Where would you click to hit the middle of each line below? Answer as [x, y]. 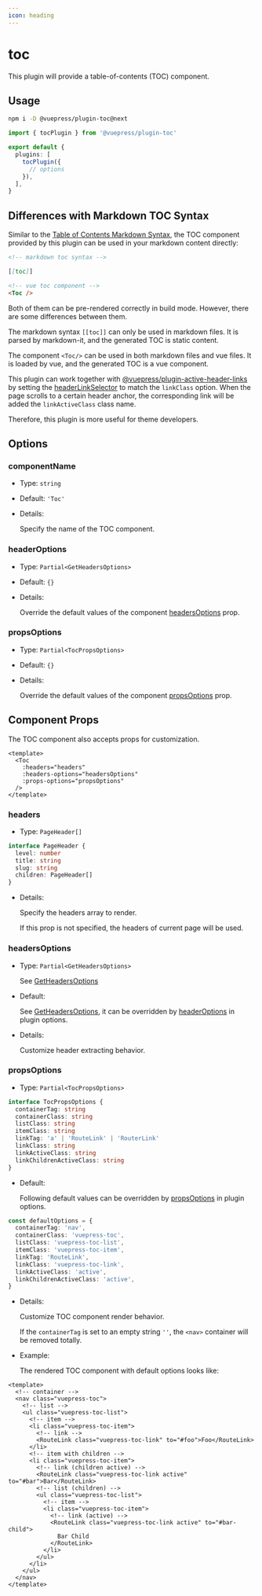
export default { [36, 147]
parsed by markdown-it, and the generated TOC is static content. [114, 340]
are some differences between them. [68, 316]
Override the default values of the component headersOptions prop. [129, 612]
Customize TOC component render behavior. [92, 1317]
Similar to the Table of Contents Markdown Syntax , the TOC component [124, 235]
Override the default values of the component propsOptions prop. [126, 695]
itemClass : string [45, 1131]
